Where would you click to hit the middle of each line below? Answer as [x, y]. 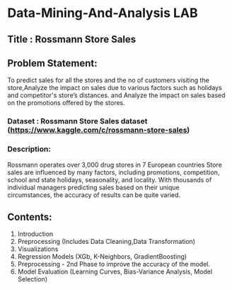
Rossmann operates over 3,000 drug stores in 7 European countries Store [115, 164]
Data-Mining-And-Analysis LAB [103, 13]
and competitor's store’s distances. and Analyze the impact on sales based [116, 95]
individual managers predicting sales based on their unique [93, 187]
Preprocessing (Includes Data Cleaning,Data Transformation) [106, 242]
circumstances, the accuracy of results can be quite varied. [94, 195]
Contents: [30, 217]
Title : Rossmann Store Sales [72, 39]
